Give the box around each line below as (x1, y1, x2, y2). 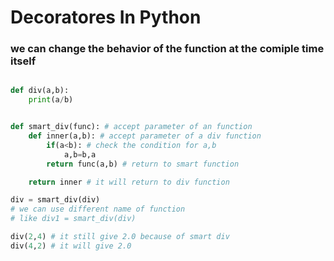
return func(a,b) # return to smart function (46, 159, 240, 169)
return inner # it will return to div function (28, 177, 230, 187)
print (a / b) (28, 95, 74, 105)
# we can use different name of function (10, 204, 186, 215)
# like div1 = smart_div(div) (10, 214, 137, 224)
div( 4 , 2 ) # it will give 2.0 (10, 241, 132, 251)
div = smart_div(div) (10, 195, 101, 205)
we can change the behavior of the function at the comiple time (10, 42, 325, 56)
